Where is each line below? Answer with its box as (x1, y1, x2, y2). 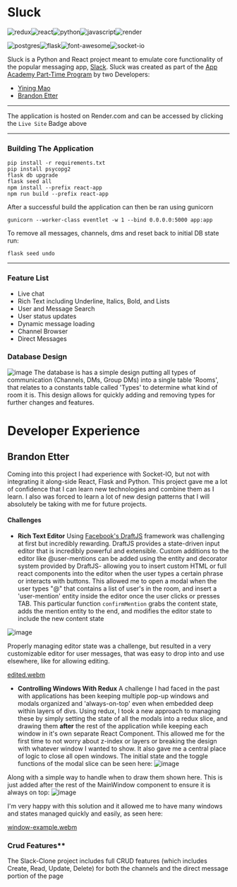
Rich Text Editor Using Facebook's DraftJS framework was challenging (17, 532, 225, 540)
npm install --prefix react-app (7, 185, 102, 192)
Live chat (17, 289, 44, 298)
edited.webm (7, 671, 46, 679)
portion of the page (7, 871, 63, 881)
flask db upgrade (7, 172, 59, 179)
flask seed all (7, 178, 52, 185)
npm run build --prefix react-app (7, 190, 109, 198)
